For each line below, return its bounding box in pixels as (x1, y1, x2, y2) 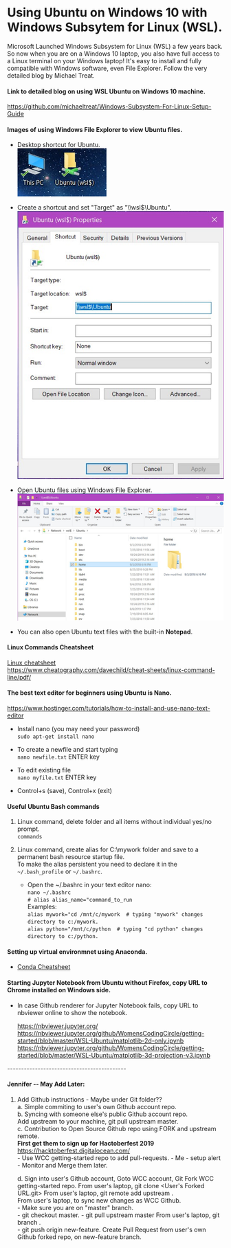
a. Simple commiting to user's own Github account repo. (16, 1102, 177, 1111)
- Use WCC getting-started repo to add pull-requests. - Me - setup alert (16, 1153, 221, 1162)
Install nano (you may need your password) (16, 724, 140, 733)
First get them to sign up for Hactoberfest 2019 (16, 1139, 155, 1147)
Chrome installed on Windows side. (7, 985, 111, 994)
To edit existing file (16, 766, 71, 774)
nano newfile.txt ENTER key (16, 753, 100, 761)
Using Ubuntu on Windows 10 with (7, 5, 208, 21)
